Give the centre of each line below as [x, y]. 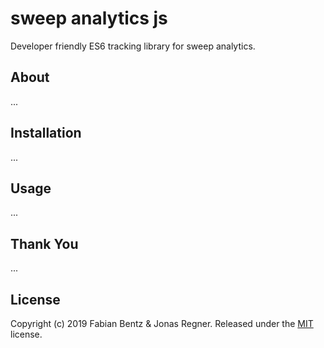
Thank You [44, 243]
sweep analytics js [89, 18]
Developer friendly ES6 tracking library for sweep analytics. [133, 46]
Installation [46, 133]
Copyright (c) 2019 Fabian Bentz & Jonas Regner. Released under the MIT [162, 323]
